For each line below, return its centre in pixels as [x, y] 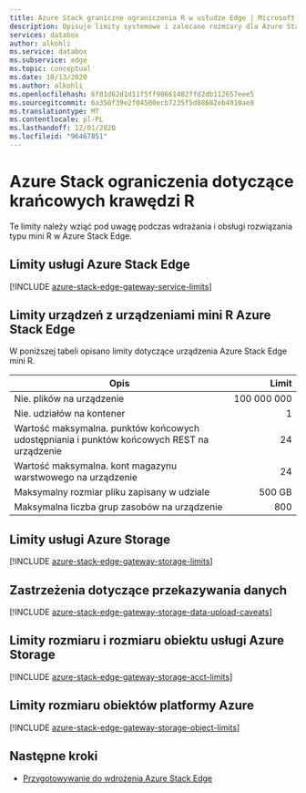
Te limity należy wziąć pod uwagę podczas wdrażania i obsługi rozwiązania [151, 226]
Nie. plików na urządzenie [69, 399]
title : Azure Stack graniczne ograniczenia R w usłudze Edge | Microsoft [153, 18]
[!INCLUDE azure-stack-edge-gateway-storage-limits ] [111, 561]
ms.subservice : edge [49, 60]
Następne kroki [54, 756]
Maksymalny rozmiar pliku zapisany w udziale [112, 492]
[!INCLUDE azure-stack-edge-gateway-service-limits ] [111, 286]
